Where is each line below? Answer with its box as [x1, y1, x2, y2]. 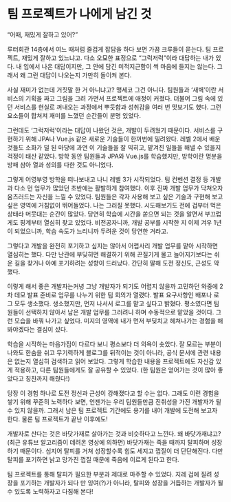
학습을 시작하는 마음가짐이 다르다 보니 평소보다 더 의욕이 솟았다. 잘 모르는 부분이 [7, 339, 222, 348]
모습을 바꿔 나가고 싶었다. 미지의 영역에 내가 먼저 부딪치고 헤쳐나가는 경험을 [14, 317, 217, 325]
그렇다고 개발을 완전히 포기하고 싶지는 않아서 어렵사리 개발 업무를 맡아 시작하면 [7, 241, 219, 250]
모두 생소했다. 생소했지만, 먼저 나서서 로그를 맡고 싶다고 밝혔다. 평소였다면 [14, 299, 212, 308]
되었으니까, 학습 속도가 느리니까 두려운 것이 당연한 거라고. [14, 227, 168, 235]
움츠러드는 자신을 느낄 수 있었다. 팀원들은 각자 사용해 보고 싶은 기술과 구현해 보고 [7, 192, 223, 201]
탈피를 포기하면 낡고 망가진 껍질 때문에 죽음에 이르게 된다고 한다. [7, 455, 180, 463]
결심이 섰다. [36, 325, 68, 333]
